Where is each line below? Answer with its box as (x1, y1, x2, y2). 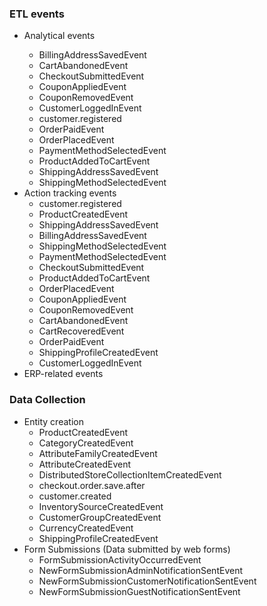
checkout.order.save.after (38, 479, 146, 491)
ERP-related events (23, 368, 104, 380)
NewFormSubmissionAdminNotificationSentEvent (38, 564, 243, 576)
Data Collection (9, 393, 86, 407)
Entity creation (23, 415, 84, 427)
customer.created (38, 490, 112, 502)
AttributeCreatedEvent (38, 458, 132, 470)
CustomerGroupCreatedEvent (38, 511, 162, 523)
